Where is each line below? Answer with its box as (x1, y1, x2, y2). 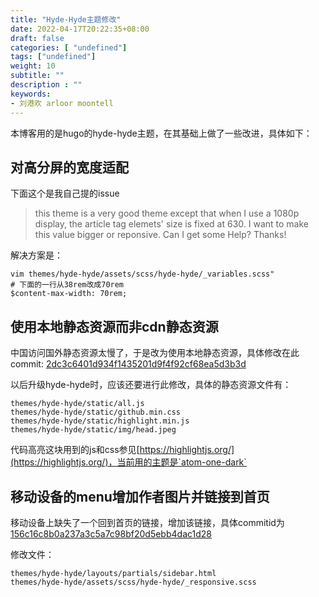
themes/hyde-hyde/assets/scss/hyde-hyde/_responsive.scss (10, 577, 257, 587)
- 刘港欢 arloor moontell (10, 98, 114, 108)
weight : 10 (10, 61, 56, 71)
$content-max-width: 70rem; (10, 289, 128, 299)
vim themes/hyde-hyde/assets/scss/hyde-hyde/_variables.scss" (10, 269, 275, 280)
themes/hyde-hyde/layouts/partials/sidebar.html (10, 568, 217, 578)
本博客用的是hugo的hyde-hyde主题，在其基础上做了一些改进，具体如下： (10, 127, 313, 139)
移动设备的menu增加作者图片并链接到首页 (10, 488, 270, 505)
